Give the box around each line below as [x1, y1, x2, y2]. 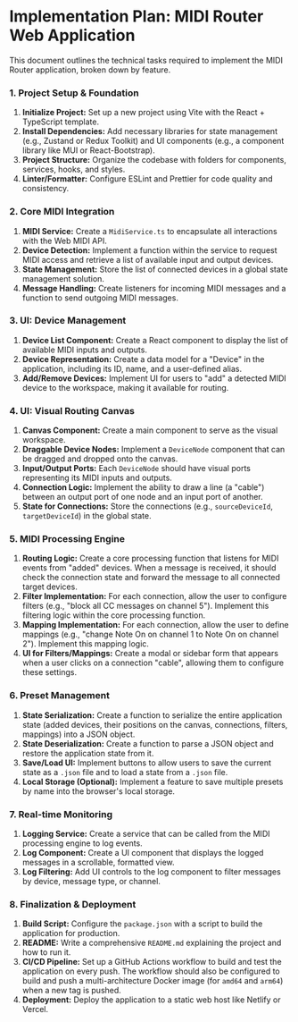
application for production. [21, 928, 120, 939]
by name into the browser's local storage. [21, 785, 176, 797]
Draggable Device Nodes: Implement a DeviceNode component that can [21, 444, 286, 455]
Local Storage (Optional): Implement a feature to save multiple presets [21, 776, 284, 787]
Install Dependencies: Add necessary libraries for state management [21, 126, 278, 137]
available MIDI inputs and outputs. [21, 344, 147, 355]
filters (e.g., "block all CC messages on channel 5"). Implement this [21, 601, 269, 612]
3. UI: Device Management [9, 315, 127, 327]
